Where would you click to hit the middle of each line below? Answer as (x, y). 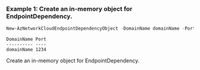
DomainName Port (26, 39)
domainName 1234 (26, 50)
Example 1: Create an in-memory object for (69, 9)
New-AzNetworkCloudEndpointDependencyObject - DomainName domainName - (96, 28)
